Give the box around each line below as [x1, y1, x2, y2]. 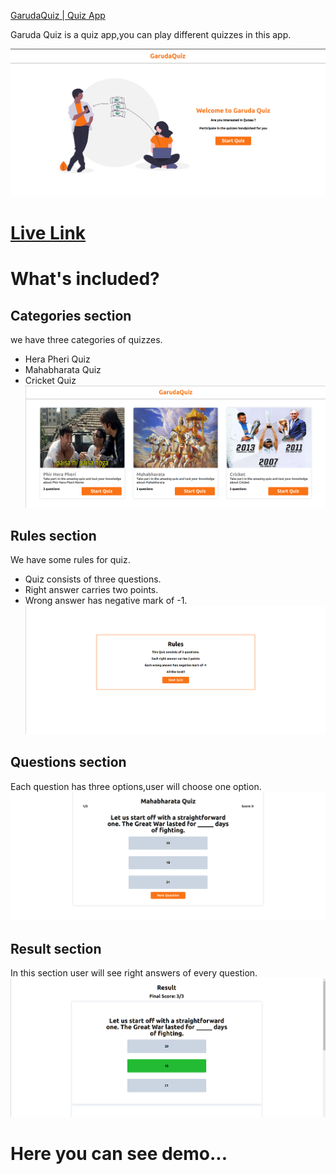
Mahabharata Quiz [24, 363, 102, 375]
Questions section [10, 754, 127, 771]
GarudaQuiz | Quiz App [10, 10, 106, 21]
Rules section [10, 528, 97, 545]
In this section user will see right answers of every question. [10, 966, 258, 979]
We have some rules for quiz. [10, 554, 131, 566]
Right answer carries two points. [24, 584, 159, 596]
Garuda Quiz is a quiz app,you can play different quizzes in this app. [10, 29, 292, 40]
